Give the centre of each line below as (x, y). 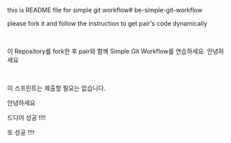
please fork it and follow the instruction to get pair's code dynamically (107, 23)
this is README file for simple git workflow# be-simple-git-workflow (105, 10)
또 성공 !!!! (21, 132)
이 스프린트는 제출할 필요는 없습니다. (56, 88)
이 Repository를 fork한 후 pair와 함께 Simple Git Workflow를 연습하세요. (106, 51)
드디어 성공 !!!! (27, 118)
